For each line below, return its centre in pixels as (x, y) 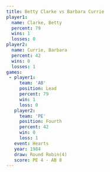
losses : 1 (23, 66)
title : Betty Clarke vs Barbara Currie (55, 12)
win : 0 (27, 133)
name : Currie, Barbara (39, 50)
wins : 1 (21, 34)
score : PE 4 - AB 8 (38, 160)
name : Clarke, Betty (37, 22)
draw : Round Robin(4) (41, 154)
